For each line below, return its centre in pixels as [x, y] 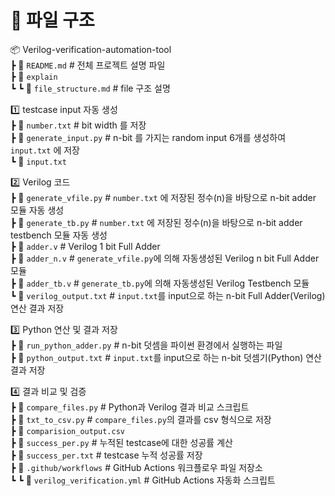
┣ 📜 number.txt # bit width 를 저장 [78, 125]
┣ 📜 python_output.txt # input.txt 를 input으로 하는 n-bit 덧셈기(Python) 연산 [166, 357]
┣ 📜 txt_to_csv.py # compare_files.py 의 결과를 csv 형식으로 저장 [141, 419]
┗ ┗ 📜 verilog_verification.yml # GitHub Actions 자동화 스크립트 [143, 480]
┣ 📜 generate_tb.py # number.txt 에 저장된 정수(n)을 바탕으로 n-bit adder [156, 222]
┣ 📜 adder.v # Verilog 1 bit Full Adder [85, 246]
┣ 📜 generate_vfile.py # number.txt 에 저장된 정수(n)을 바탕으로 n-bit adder [163, 197]
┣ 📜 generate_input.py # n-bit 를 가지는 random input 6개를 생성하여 [148, 137]
